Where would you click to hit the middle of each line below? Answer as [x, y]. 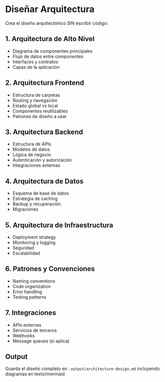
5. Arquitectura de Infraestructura [59, 225]
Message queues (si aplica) [41, 341]
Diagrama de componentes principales [52, 51]
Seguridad [23, 248]
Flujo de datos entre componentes [48, 56]
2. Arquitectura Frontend [45, 83]
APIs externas [27, 325]
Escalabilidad [26, 253]
